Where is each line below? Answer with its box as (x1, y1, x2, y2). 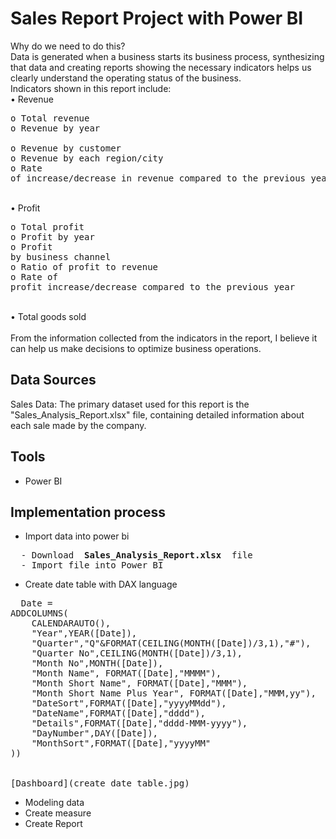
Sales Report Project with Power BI (10, 7, 304, 30)
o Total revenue (10, 112, 90, 124)
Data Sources (10, 372, 97, 389)
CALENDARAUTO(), (31, 618, 112, 629)
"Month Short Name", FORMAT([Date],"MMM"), (31, 678, 248, 689)
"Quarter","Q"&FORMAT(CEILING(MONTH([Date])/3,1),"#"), (31, 638, 312, 649)
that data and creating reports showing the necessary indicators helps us (10, 61, 312, 73)
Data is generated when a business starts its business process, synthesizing (10, 50, 325, 62)
